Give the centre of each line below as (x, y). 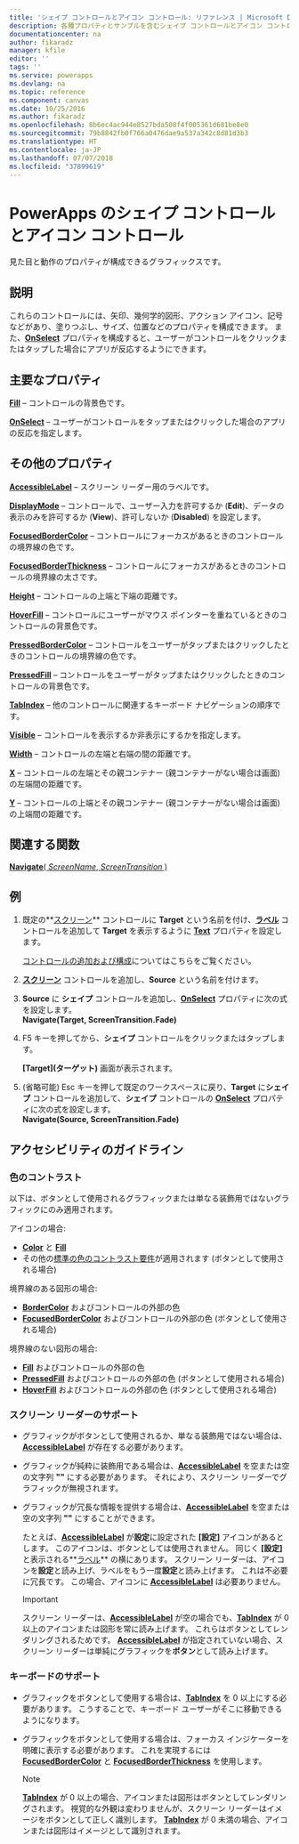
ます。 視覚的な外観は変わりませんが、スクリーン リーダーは (156, 1808)
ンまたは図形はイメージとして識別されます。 (103, 1831)
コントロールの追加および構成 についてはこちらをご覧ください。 (139, 961)
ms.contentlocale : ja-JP (55, 150)
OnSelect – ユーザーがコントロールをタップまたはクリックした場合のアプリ (148, 421)
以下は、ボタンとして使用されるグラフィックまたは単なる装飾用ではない (141, 1199)
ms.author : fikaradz (48, 117)
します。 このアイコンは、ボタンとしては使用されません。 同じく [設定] (152, 1549)
